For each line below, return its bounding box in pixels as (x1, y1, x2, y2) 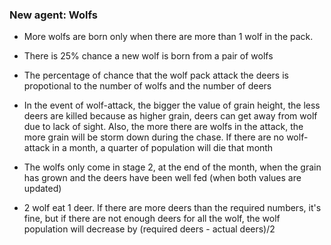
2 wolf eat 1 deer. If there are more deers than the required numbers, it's (23, 202, 322, 214)
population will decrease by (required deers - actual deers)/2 (23, 223, 276, 235)
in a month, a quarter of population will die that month (52, 142, 274, 154)
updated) (23, 183, 62, 195)
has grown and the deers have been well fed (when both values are (23, 172, 302, 184)
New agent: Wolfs (9, 8, 98, 22)
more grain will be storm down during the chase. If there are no (23, 131, 285, 143)
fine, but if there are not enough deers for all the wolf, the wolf (23, 213, 281, 225)
